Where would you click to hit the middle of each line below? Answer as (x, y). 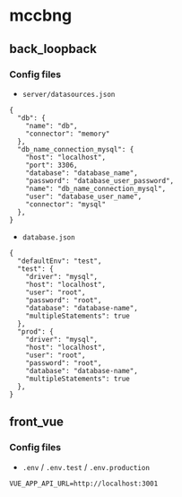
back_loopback (53, 49)
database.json (48, 237)
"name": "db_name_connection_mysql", (96, 188)
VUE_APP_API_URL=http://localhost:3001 (84, 484)
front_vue (37, 422)
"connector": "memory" (68, 134)
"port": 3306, (52, 165)
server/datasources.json (69, 94)
